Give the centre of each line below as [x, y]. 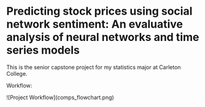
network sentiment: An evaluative [95, 24]
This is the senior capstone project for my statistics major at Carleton [94, 67]
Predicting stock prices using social [99, 11]
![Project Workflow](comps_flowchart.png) [60, 97]
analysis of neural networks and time [103, 37]
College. [17, 73]
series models [43, 50]
